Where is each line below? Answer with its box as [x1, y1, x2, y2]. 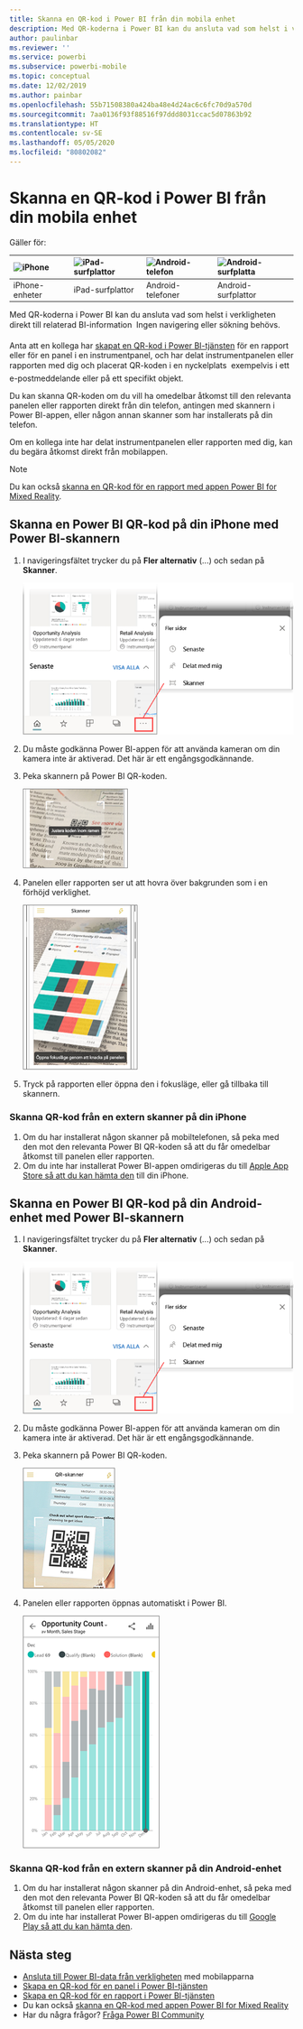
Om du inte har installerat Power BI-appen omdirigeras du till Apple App [22, 1160, 289, 1171]
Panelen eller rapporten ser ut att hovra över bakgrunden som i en [22, 877, 269, 888]
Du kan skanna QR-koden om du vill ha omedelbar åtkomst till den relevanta [9, 391, 291, 402]
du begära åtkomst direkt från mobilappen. [9, 447, 169, 458]
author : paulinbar [9, 33, 78, 42]
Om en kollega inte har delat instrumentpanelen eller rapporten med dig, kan [9, 437, 293, 448]
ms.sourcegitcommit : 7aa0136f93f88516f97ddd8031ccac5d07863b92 [9, 109, 252, 119]
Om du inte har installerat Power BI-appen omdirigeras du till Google [22, 1912, 277, 1922]
